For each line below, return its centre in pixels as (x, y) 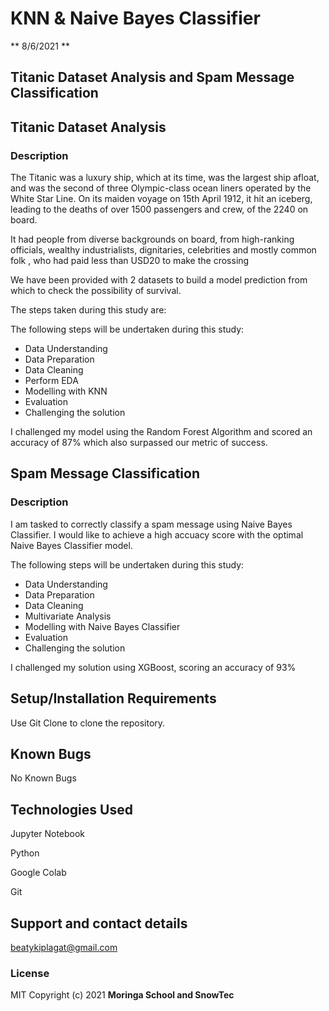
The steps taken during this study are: (88, 310)
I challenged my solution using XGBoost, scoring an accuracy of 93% (153, 667)
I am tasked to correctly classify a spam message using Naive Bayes (151, 524)
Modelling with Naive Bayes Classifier (102, 626)
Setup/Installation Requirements (113, 698)
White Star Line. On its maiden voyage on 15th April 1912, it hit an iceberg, (161, 199)
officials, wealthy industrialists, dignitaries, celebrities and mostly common (163, 250)
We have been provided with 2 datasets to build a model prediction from (159, 280)
